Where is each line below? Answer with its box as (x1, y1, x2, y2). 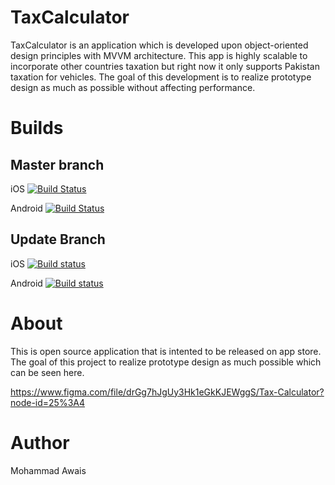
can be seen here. (10, 366, 85, 378)
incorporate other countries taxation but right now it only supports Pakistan (10, 60, 320, 72)
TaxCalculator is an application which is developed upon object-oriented (10, 39, 309, 51)
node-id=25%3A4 (10, 396, 86, 408)
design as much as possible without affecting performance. (10, 81, 256, 93)
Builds (10, 117, 64, 140)
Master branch (10, 156, 105, 173)
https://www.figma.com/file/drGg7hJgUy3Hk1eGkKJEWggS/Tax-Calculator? (10, 386, 325, 398)
